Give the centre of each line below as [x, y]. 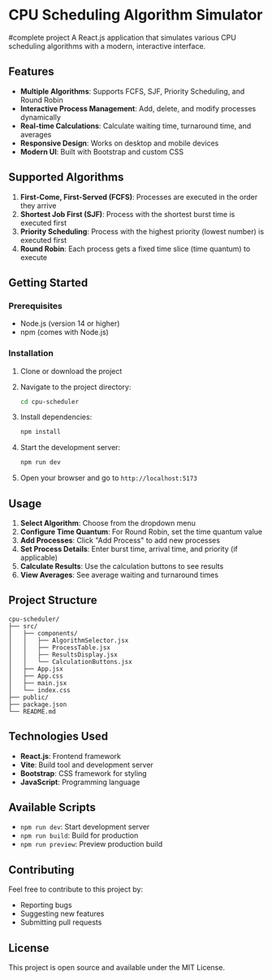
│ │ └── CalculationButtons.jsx [70, 661]
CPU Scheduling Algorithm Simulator [136, 15]
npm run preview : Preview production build [91, 844]
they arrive [38, 206]
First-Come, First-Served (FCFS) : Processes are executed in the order [139, 197]
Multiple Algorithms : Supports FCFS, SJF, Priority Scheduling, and [132, 91]
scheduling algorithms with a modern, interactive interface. [107, 46]
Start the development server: [70, 448]
